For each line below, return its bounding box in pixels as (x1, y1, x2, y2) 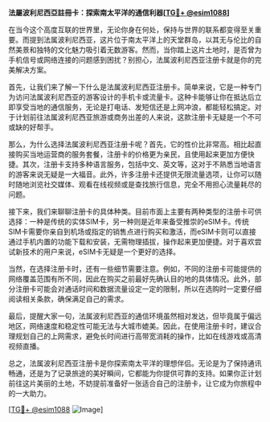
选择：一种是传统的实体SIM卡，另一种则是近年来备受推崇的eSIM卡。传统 (8, 217, 249, 226)
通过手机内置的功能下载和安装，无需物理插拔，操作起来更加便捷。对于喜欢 (8, 237, 255, 246)
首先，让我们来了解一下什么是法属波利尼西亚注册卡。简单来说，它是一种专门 (8, 82, 262, 92)
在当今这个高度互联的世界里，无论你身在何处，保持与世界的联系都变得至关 (8, 25, 255, 35)
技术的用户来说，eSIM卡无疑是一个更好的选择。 (22, 247, 181, 256)
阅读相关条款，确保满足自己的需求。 (8, 294, 129, 304)
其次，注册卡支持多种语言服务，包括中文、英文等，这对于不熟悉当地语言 (22, 160, 262, 169)
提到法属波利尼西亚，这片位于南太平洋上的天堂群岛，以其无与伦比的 (29, 35, 255, 44)
